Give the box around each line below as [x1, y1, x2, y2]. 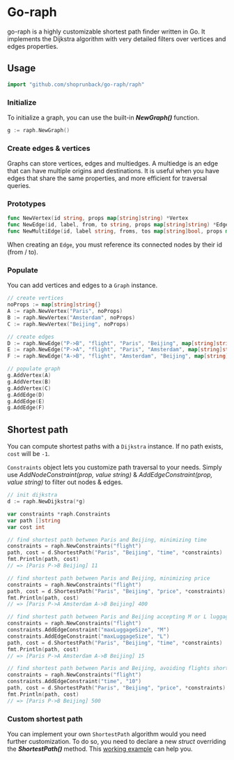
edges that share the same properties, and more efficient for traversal [7, 174, 208, 182]
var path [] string [7, 517, 61, 524]
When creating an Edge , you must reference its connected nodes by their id [7, 240, 223, 249]
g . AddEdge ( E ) [7, 397, 45, 405]
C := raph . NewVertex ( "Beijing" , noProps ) [7, 321, 130, 328]
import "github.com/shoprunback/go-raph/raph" [7, 81, 145, 88]
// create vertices [7, 295, 64, 302]
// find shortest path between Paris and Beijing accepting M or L [7, 613, 208, 620]
